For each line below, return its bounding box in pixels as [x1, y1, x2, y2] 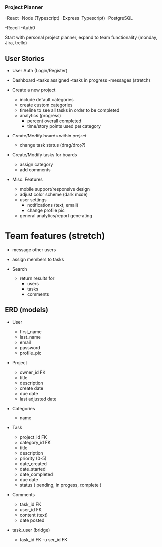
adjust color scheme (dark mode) [19, 191, 88, 198]
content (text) [19, 512, 48, 518]
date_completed [19, 471, 53, 477]
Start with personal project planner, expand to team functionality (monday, [5, 34, 158, 41]
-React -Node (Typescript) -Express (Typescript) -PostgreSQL [5, 15, 133, 21]
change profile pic [27, 207, 65, 213]
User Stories [5, 54, 45, 63]
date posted [19, 517, 45, 523]
